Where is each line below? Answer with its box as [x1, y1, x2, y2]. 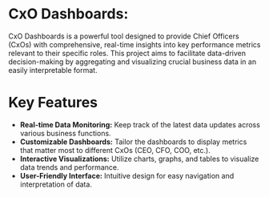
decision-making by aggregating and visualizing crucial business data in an [8, 57, 257, 66]
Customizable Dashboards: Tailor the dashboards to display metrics [19, 137, 247, 147]
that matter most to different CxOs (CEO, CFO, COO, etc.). [19, 145, 211, 155]
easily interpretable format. [8, 65, 98, 74]
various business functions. [19, 128, 111, 138]
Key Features [8, 94, 98, 112]
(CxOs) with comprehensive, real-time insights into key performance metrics [8, 39, 261, 49]
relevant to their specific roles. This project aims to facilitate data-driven [8, 48, 247, 58]
